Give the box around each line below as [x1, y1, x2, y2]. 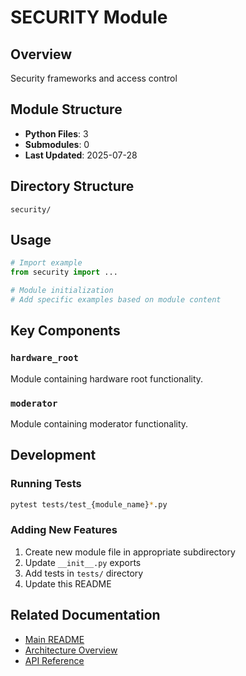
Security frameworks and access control [10, 72, 178, 84]
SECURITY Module [10, 6, 168, 29]
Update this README [24, 577, 112, 590]
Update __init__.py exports [24, 556, 142, 568]
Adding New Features [10, 523, 118, 537]
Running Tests [10, 477, 82, 491]
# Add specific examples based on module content [10, 295, 222, 305]
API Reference [24, 654, 85, 666]
